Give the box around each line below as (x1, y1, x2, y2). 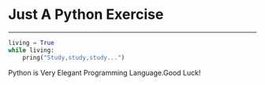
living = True (8, 39, 55, 46)
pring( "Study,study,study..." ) (22, 54, 125, 61)
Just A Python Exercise (8, 6, 164, 24)
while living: (8, 46, 55, 54)
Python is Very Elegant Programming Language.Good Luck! (8, 68, 201, 77)
